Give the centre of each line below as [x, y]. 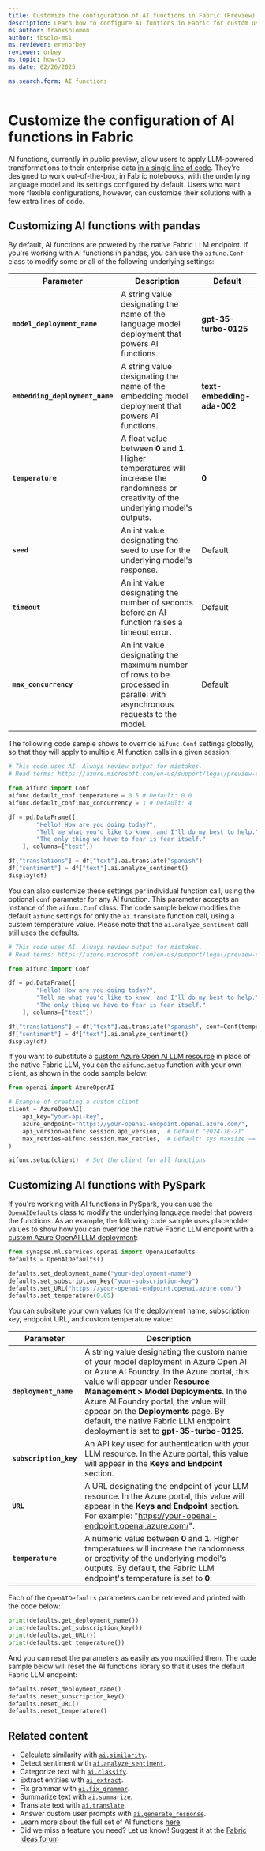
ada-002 [219, 406]
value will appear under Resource [147, 1382]
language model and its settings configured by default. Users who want [124, 184]
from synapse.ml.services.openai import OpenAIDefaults [102, 1252]
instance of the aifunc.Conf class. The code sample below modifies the [124, 907]
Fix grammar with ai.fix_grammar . [75, 1789]
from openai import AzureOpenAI [61, 1088]
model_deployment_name [54, 324]
